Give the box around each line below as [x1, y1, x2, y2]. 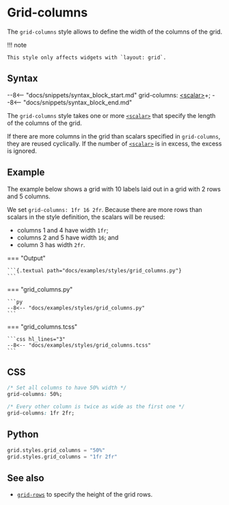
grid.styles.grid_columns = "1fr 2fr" [7, 453, 118, 460]
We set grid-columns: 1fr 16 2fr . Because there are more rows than [7, 205, 203, 213]
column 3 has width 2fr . [16, 240, 85, 248]
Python [7, 429, 39, 441]
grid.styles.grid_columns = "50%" [7, 447, 106, 454]
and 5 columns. [7, 192, 51, 200]
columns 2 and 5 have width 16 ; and [16, 233, 119, 242]
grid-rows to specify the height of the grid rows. [16, 491, 153, 499]
